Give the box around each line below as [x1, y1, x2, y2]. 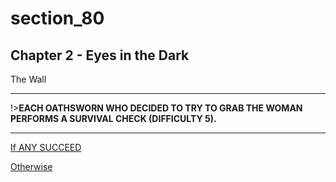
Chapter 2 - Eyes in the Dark [10, 47, 190, 64]
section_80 [10, 7, 105, 30]
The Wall [10, 73, 47, 85]
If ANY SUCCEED [10, 142, 82, 153]
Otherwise [10, 161, 53, 172]
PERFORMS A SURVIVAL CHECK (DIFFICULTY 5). [10, 113, 217, 124]
